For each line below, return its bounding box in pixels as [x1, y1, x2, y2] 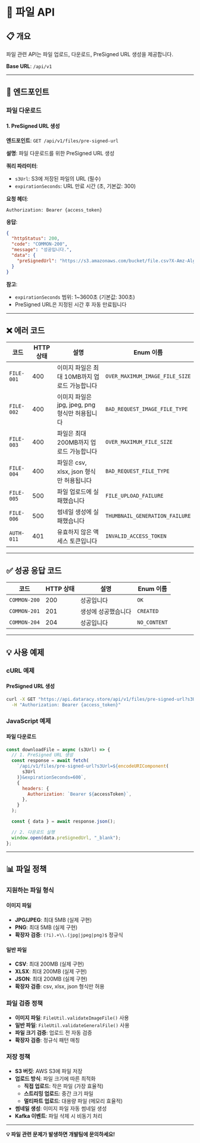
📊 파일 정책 [6, 864, 47, 874]
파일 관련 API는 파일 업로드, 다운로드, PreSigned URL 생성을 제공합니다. [6, 51, 174, 57]
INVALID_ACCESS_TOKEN [105, 533, 167, 540]
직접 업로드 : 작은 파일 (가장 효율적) [23, 1082, 104, 1089]
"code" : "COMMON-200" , [11, 241, 68, 247]
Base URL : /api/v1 [6, 63, 52, 69]
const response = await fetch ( [11, 758, 89, 764]
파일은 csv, [57, 458, 87, 467]
